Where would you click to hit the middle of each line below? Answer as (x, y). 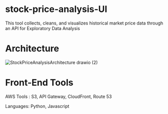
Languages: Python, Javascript (37, 106)
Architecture (32, 49)
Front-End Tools (39, 83)
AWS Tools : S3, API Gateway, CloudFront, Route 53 (58, 96)
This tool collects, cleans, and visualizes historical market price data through (84, 23)
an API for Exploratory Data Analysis (43, 28)
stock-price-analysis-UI (56, 9)
